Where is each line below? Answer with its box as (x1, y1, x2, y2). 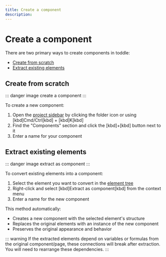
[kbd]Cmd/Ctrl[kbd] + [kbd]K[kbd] (12, 117, 84, 123)
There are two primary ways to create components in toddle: (5, 50, 130, 56)
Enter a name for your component (12, 133, 82, 139)
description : (5, 12, 32, 17)
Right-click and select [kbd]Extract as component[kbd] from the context (12, 186, 161, 192)
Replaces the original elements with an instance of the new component (12, 221, 159, 227)
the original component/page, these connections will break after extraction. (5, 241, 160, 247)
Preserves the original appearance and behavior (12, 226, 112, 232)
